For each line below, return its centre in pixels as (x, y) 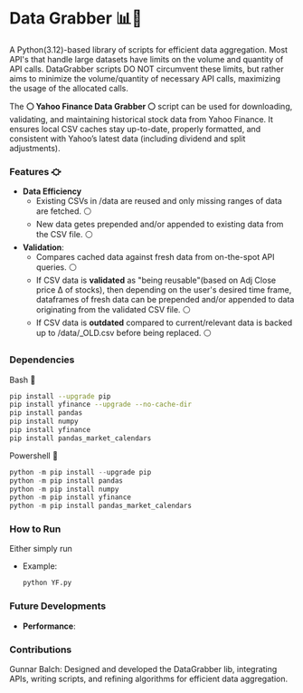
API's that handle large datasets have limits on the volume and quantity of (147, 59)
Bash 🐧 (23, 380)
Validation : (43, 247)
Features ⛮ (35, 171)
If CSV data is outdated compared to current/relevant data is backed (164, 322)
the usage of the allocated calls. (69, 88)
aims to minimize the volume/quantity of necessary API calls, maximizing (145, 78)
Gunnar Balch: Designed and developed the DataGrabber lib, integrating (143, 669)
